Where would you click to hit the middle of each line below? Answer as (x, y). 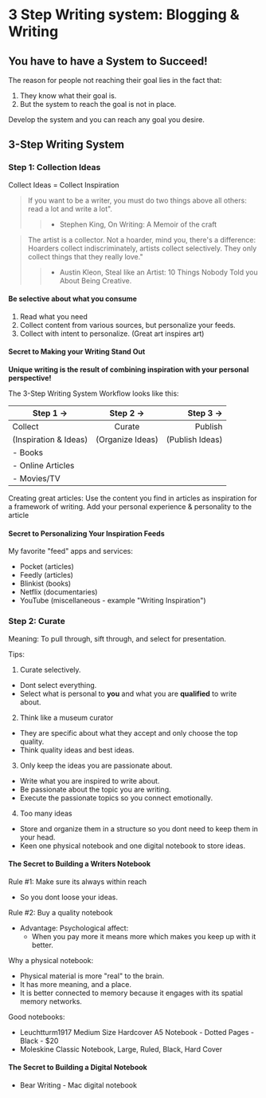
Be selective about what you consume (73, 299)
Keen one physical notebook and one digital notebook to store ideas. (132, 845)
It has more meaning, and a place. (75, 984)
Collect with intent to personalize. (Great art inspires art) (112, 334)
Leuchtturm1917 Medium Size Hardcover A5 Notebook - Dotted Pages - (137, 1032)
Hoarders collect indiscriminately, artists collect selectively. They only (142, 248)
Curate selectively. (50, 669)
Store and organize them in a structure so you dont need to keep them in (139, 828)
